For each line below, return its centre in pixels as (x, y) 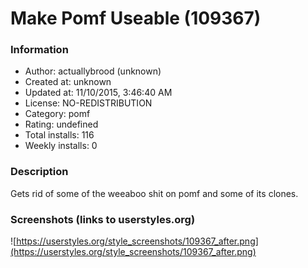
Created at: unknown (68, 82)
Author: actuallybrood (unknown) (93, 71)
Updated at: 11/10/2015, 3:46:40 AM (98, 93)
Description (39, 172)
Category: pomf (57, 114)
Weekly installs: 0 (61, 146)
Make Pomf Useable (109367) (136, 18)
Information (39, 50)
